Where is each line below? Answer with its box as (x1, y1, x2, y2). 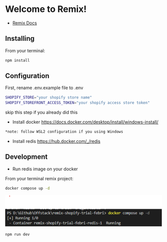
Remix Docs (12, 20, 37, 26)
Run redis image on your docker (12, 166, 78, 172)
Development (5, 153, 48, 161)
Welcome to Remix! (5, 3, 87, 15)
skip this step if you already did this (5, 110, 78, 116)
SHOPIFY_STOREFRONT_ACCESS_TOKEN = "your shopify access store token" (5, 101, 150, 106)
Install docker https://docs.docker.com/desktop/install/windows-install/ (12, 119, 159, 125)
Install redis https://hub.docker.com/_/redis (12, 138, 101, 144)
